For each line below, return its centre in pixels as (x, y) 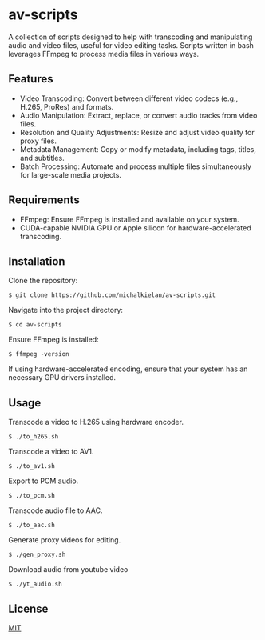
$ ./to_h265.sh (34, 437)
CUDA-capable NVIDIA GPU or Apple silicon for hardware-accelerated (135, 228)
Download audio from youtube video (68, 570)
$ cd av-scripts (35, 325)
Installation (37, 261)
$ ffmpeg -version (39, 354)
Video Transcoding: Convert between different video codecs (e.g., (129, 98)
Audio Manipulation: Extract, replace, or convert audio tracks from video (138, 115)
